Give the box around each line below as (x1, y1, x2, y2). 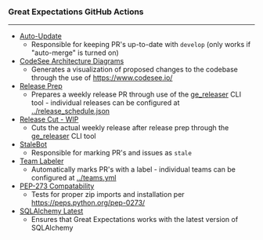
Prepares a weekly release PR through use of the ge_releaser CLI (31, 89, 241, 100)
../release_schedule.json (31, 107, 110, 116)
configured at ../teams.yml (31, 173, 117, 183)
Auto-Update (19, 31, 63, 41)
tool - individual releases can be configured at (31, 98, 180, 107)
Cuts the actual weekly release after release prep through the (31, 123, 229, 133)
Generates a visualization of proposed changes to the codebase (31, 65, 239, 75)
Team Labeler (19, 156, 64, 166)
